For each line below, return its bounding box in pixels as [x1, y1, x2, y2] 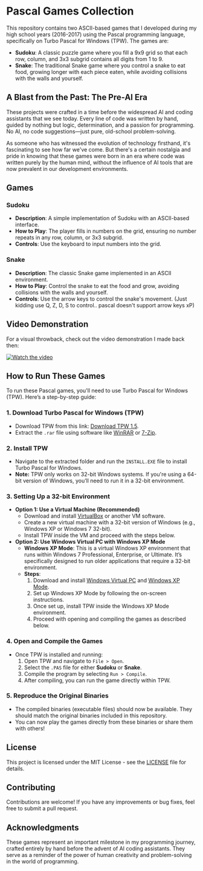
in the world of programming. [6, 858, 79, 865]
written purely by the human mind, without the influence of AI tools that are [6, 159, 193, 166]
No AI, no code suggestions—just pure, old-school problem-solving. [6, 127, 176, 135]
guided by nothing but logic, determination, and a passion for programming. [6, 121, 195, 128]
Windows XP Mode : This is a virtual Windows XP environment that [24, 544, 190, 552]
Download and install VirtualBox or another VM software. [24, 512, 166, 519]
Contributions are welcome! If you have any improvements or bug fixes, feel [6, 798, 195, 806]
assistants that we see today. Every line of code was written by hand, [6, 115, 179, 122]
